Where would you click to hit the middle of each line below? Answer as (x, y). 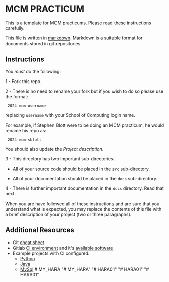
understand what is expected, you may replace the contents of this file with (83, 209)
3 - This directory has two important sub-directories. (60, 159)
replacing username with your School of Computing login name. (70, 115)
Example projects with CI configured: (51, 253)
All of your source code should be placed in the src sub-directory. (81, 169)
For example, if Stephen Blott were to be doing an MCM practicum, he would (85, 125)
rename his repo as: (26, 130)
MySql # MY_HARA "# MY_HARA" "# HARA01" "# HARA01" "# (84, 269)
